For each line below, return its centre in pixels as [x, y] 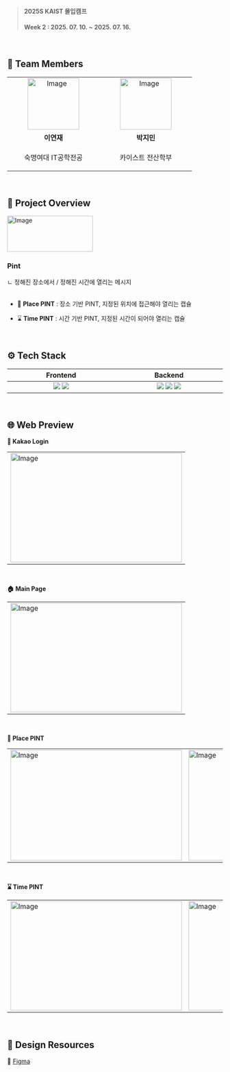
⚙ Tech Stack [37, 356]
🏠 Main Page [27, 589]
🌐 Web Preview [40, 425]
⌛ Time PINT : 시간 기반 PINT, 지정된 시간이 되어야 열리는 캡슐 [101, 318]
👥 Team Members [45, 64]
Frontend [61, 375]
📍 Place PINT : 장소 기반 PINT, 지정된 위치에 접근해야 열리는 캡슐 [104, 304]
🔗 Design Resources [51, 1045]
